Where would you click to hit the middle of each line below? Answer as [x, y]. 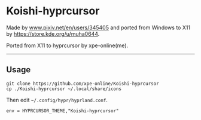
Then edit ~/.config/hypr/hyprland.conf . [57, 100]
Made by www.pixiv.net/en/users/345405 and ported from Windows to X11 [98, 27]
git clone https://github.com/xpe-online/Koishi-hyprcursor [83, 84]
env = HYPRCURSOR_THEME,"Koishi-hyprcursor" [63, 111]
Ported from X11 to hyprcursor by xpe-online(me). [67, 45]
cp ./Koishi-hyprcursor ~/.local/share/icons [64, 89]
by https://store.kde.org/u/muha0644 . [53, 33]
